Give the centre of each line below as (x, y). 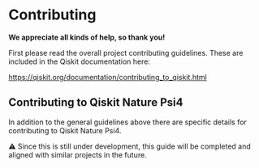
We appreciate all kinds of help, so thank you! (87, 37)
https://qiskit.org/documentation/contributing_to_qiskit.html (108, 77)
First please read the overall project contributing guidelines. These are (126, 52)
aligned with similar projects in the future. (78, 154)
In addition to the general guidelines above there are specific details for (128, 122)
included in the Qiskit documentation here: (79, 61)
